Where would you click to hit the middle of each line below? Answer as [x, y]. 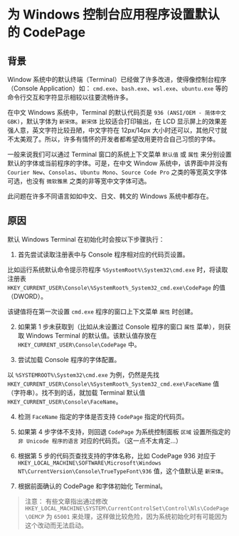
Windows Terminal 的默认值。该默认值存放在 [91, 335]
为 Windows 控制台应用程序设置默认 [114, 15]
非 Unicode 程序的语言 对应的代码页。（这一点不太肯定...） [100, 440]
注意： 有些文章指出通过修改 [66, 501]
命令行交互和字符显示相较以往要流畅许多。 [70, 97]
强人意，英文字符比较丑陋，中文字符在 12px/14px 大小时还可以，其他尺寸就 [117, 130]
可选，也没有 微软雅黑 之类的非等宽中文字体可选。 [79, 181]
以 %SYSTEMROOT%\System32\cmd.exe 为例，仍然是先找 [84, 374]
